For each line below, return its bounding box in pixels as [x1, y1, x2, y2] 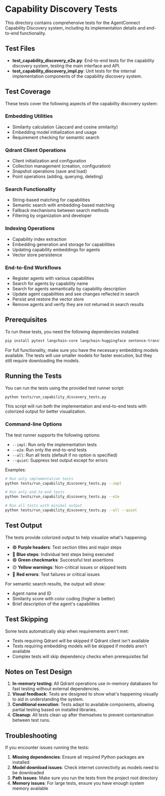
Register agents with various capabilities [12, 276, 94, 281]
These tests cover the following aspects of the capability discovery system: [5, 100, 158, 106]
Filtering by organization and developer [12, 213, 92, 218]
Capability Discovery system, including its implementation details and [5, 25, 146, 31]
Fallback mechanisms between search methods [12, 208, 109, 214]
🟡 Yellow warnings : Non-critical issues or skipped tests [12, 564, 127, 570]
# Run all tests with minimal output [5, 503, 82, 508]
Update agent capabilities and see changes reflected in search [12, 291, 139, 297]
